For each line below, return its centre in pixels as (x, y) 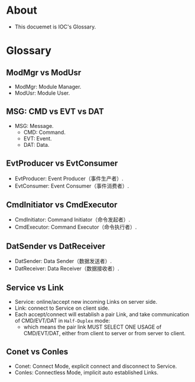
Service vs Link (35, 288)
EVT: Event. (38, 138)
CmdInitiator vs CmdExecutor (62, 205)
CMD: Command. (45, 132)
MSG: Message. (34, 126)
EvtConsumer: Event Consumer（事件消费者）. (72, 186)
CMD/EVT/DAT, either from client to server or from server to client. (105, 333)
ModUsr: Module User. (42, 93)
